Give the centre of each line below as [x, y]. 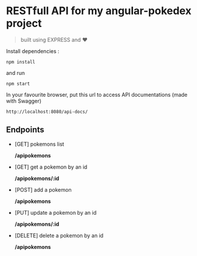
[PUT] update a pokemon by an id [56, 212]
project [24, 23]
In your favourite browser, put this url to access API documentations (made [97, 94]
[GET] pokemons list [39, 144]
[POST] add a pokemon [43, 189]
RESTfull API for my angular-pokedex [99, 11]
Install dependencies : [33, 51]
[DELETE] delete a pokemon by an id [59, 235]
